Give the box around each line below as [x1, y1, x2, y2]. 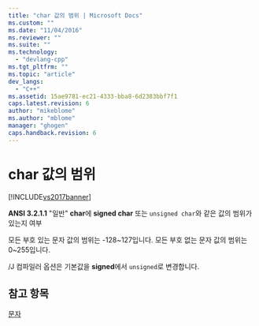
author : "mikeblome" [8, 107, 76, 115]
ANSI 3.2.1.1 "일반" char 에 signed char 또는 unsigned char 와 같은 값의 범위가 [8, 208, 253, 218]
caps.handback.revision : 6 [8, 129, 97, 137]
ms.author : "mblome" [8, 114, 76, 122]
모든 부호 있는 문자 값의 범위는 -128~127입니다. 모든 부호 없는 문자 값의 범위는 [8, 234, 248, 245]
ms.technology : [8, 48, 58, 56]
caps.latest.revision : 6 [8, 99, 90, 107]
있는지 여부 [8, 218, 43, 227]
